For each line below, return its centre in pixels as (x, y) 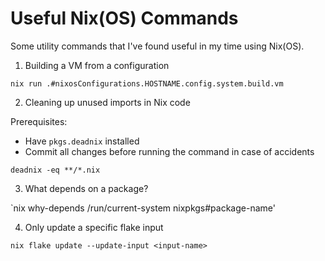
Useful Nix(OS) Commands (124, 18)
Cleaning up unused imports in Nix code (107, 102)
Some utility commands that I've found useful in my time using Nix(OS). (157, 46)
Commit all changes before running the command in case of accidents (169, 151)
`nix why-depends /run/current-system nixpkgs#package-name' (143, 208)
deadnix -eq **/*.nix (55, 170)
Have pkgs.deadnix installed (82, 141)
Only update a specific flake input (94, 227)
